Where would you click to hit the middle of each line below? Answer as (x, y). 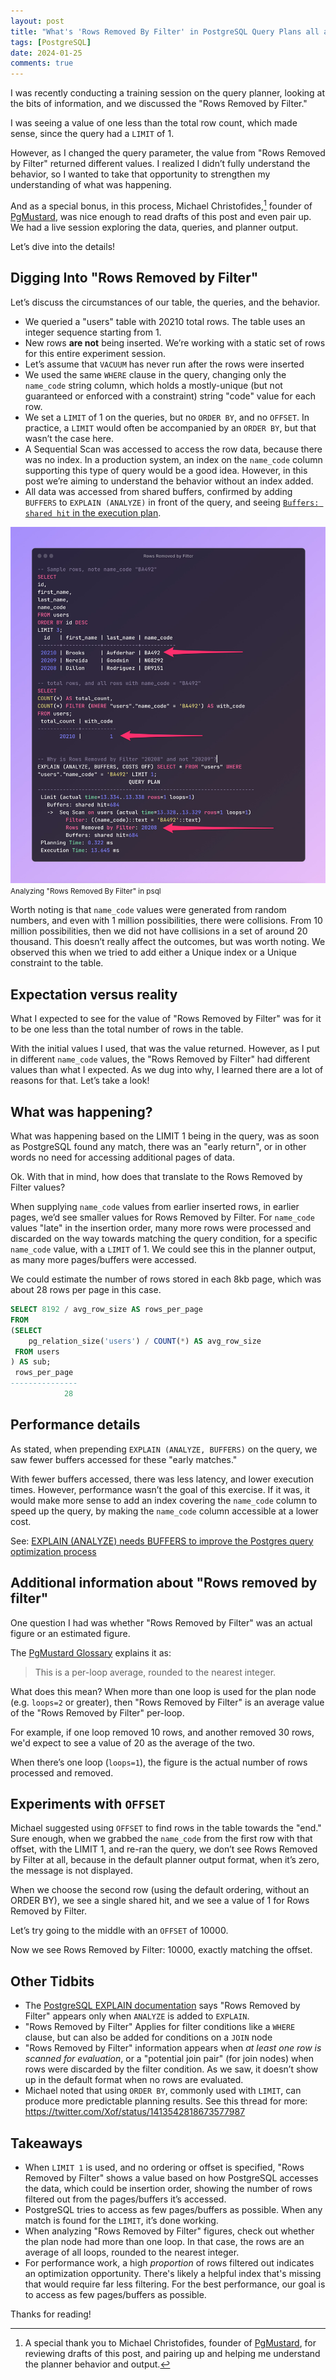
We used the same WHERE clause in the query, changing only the (155, 374)
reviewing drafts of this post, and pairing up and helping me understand (172, 2354)
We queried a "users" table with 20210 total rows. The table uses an (165, 321)
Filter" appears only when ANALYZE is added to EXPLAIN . (137, 2016)
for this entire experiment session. (95, 353)
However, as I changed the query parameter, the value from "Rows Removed (168, 153)
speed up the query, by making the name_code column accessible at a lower (164, 1511)
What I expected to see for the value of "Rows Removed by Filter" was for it (166, 1019)
